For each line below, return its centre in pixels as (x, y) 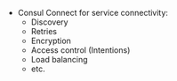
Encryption (51, 40)
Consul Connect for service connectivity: (93, 13)
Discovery (49, 22)
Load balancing (59, 59)
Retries (44, 31)
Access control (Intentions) (80, 50)
